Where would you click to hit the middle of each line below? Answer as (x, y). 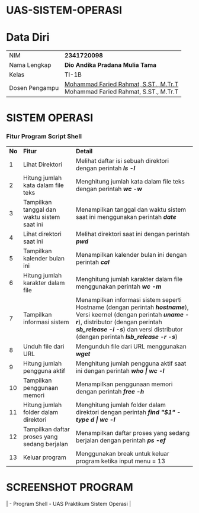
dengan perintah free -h (110, 391)
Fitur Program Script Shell (44, 137)
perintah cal (93, 262)
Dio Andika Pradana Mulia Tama (110, 65)
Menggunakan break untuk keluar (123, 453)
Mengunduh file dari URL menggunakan (131, 346)
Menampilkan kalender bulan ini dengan (131, 254)
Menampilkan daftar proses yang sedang (133, 433)
